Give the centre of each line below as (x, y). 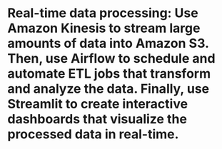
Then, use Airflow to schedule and (111, 59)
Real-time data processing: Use (103, 13)
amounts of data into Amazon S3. (108, 43)
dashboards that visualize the (97, 119)
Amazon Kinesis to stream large (104, 28)
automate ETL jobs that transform (109, 74)
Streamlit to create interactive (97, 104)
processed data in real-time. (93, 134)
